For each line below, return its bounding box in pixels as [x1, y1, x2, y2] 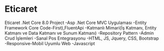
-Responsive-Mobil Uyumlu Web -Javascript [4, 40, 95, 46]
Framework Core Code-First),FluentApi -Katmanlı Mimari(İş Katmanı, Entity [4, 25, 157, 30]
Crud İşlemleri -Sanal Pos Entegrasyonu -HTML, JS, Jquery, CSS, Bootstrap [4, 35, 159, 41]
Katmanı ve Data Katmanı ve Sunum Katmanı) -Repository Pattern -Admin [4, 30, 154, 36]
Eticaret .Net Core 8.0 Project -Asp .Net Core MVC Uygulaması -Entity [4, 20, 147, 25]
